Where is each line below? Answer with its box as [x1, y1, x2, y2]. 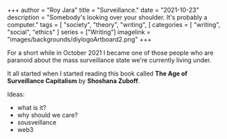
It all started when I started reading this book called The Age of [7, 69, 188, 77]
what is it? [17, 104, 46, 111]
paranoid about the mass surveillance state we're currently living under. [7, 56, 212, 64]
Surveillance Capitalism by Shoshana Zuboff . [7, 77, 140, 85]
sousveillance [17, 118, 57, 127]
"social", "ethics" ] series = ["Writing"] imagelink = [7, 28, 151, 36]
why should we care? [17, 111, 78, 119]
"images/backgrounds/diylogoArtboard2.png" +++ [7, 35, 152, 44]
